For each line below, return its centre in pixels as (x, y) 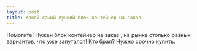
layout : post (23, 12)
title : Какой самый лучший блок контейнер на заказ (74, 18)
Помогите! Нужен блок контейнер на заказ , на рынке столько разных (98, 35)
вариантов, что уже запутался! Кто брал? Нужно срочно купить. (91, 41)
